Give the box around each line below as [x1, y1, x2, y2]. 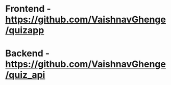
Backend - [5, 48, 50, 59]
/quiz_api [5, 69, 45, 81]
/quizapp [5, 25, 44, 36]
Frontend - [5, 3, 51, 15]
